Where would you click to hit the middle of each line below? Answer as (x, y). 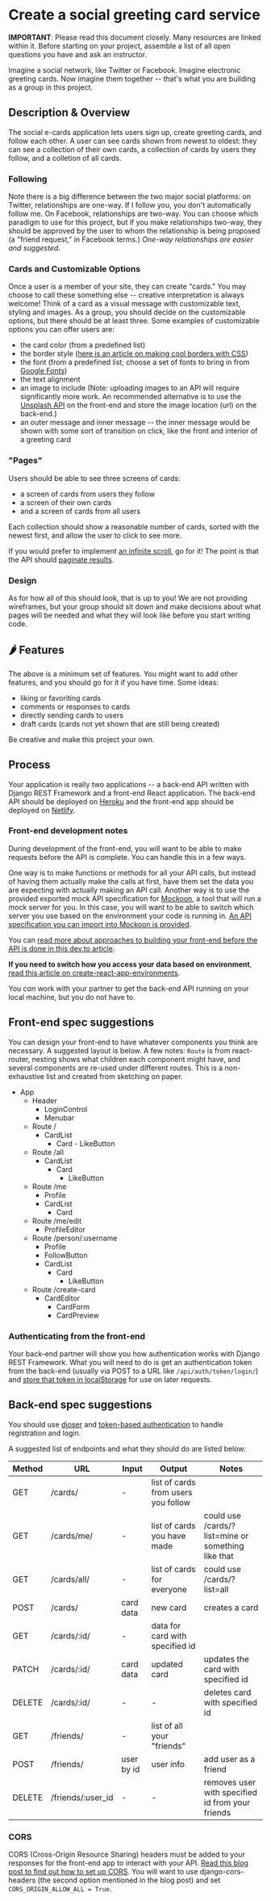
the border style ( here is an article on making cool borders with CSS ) (134, 354)
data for (166, 1625)
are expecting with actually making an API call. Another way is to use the (129, 890)
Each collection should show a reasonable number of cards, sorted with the (134, 526)
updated (167, 1664)
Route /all (48, 1152)
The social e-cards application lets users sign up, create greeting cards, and (135, 132)
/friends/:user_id (82, 1798)
